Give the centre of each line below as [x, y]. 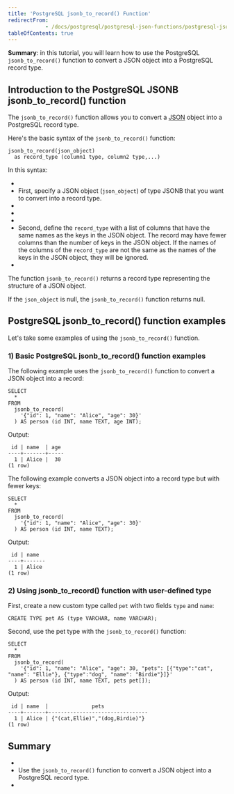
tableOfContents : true [41, 33]
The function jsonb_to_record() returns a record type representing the [109, 279]
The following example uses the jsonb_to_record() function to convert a [111, 371]
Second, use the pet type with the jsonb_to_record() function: [97, 632]
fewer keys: [24, 486]
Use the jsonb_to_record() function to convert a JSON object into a [115, 770]
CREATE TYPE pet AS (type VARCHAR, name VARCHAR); [83, 618]
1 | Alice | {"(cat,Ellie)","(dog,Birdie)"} [80, 719]
